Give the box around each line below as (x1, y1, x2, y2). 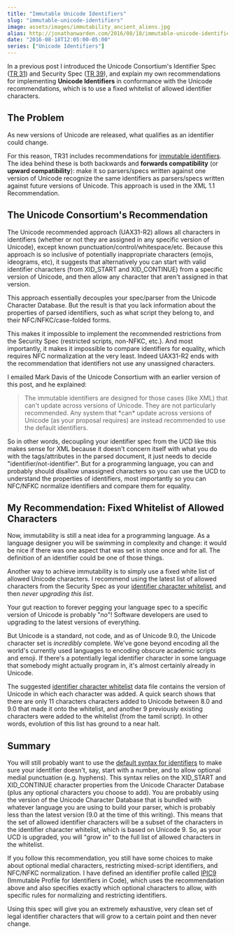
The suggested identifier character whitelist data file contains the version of (7, 682, 226, 691)
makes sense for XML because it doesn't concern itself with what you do (7, 444, 218, 452)
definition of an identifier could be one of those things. (7, 554, 164, 562)
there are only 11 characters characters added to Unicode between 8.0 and (7, 698, 222, 706)
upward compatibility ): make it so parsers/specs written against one (7, 166, 206, 175)
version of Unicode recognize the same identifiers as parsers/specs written (7, 174, 225, 182)
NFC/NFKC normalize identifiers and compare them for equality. (7, 481, 192, 490)
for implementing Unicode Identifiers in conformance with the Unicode (7, 77, 213, 85)
